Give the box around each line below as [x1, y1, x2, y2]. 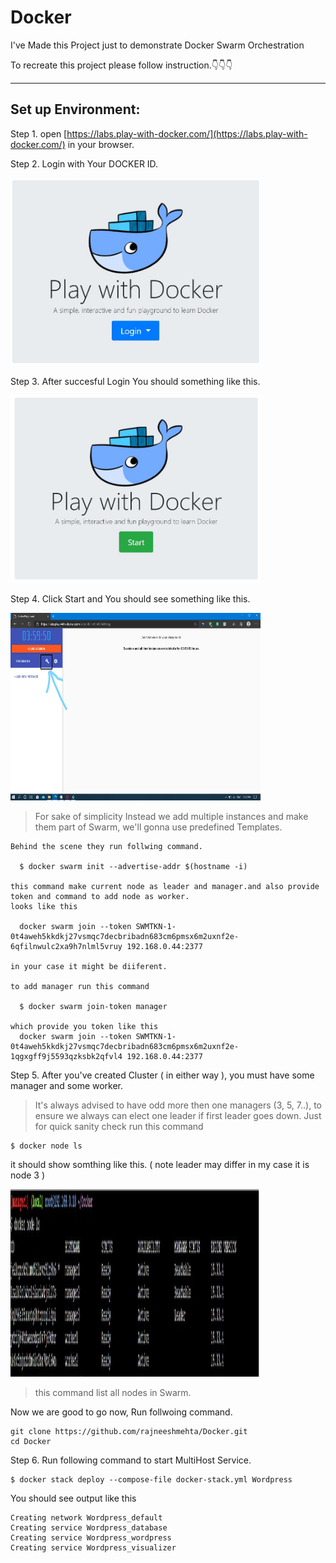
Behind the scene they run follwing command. [10, 841, 203, 851]
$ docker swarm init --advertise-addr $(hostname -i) [19, 861, 248, 871]
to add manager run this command [10, 981, 150, 991]
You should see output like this [10, 1492, 137, 1504]
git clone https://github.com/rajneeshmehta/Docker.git [10, 1426, 248, 1436]
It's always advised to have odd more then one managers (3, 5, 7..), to [34, 1099, 322, 1111]
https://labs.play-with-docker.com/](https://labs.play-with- [66, 127, 308, 140]
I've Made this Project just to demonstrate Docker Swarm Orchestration [10, 39, 305, 51]
